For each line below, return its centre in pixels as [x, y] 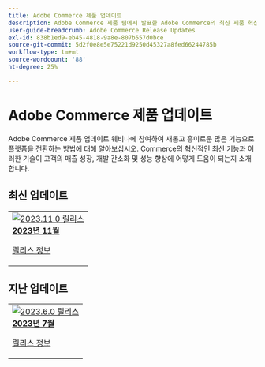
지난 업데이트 [38, 288]
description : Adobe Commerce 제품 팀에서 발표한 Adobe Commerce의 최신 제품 [126, 23]
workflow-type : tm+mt [44, 52]
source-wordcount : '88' [47, 60]
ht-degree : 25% [33, 67]
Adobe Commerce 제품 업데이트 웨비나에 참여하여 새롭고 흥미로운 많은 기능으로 [131, 138]
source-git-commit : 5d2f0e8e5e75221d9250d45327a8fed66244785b [112, 45]
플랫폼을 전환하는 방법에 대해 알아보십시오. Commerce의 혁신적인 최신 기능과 [127, 148]
